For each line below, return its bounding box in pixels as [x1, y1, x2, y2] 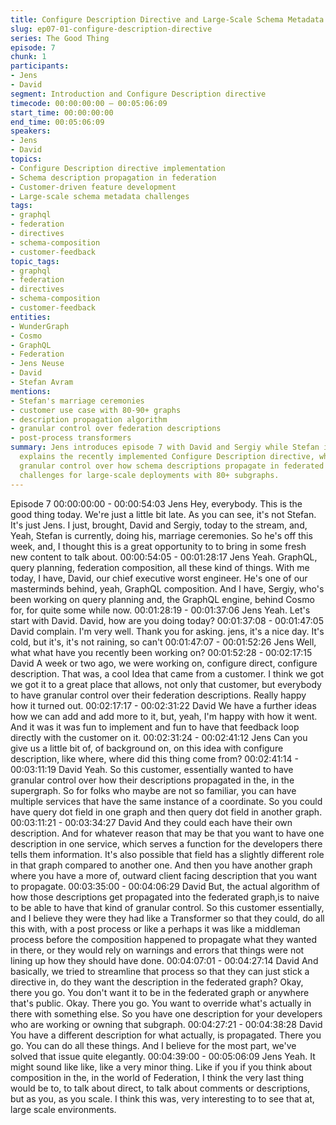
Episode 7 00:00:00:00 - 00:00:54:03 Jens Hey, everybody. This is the [10, 497, 303, 510]
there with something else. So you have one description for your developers [10, 1007, 323, 1020]
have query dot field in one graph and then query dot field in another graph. [10, 806, 323, 818]
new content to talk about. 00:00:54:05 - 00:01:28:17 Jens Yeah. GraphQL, [10, 551, 318, 563]
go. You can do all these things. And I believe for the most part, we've [10, 1039, 297, 1051]
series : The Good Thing [10, 33, 110, 43]
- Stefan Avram [10, 377, 74, 387]
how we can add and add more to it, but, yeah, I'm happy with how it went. [10, 710, 318, 722]
